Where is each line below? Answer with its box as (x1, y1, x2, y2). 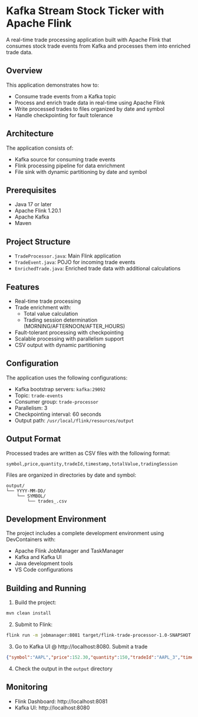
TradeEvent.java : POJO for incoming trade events (14, 259, 136, 266)
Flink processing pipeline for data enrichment (14, 162, 125, 169)
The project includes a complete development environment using (6, 530, 164, 537)
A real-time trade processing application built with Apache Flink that (6, 36, 171, 43)
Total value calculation (23, 310, 78, 317)
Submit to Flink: (14, 621, 53, 628)
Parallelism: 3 (14, 404, 48, 411)
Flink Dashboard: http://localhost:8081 (14, 698, 108, 705)
